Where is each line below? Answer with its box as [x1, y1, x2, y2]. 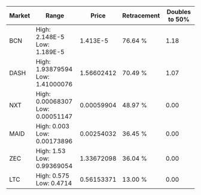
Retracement [122, 11, 160, 20]
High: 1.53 [35, 147, 66, 155]
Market [9, 11, 31, 20]
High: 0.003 [35, 122, 70, 130]
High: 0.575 [35, 172, 70, 179]
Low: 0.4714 [35, 179, 72, 187]
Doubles [166, 8, 191, 16]
